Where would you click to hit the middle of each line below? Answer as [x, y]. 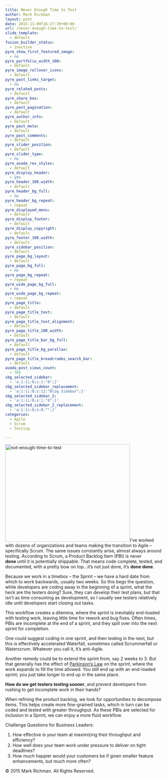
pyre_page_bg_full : [25, 266]
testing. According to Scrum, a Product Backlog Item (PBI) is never [74, 556]
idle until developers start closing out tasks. [50, 603]
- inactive [21, 47]
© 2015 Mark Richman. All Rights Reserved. [50, 771]
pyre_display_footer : [28, 219]
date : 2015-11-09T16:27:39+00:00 [40, 24]
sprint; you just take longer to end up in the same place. [62, 675]
